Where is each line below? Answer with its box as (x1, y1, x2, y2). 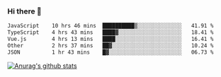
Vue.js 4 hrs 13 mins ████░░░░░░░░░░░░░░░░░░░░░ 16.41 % (7, 35, 214, 43)
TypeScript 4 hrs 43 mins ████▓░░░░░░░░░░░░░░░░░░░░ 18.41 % (7, 29, 214, 36)
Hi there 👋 (7, 6, 42, 16)
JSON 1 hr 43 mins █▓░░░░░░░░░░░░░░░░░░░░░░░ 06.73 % (7, 49, 214, 56)
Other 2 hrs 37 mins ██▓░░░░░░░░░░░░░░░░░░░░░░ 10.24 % (7, 42, 214, 49)
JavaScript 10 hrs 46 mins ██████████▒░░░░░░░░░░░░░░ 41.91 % (7, 23, 214, 30)
